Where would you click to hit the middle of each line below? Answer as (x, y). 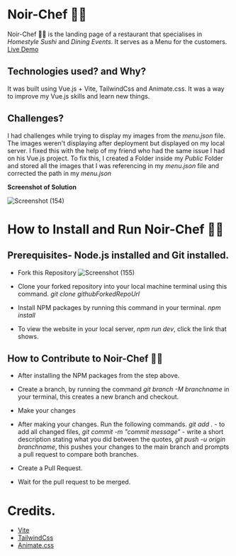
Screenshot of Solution (42, 187)
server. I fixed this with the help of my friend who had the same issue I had (116, 150)
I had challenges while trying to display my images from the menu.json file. (116, 135)
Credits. (32, 511)
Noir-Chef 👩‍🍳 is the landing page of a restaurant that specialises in (105, 34)
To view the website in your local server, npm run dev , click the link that (122, 328)
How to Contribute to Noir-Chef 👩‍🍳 (85, 358)
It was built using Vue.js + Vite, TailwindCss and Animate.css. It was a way (116, 89)
